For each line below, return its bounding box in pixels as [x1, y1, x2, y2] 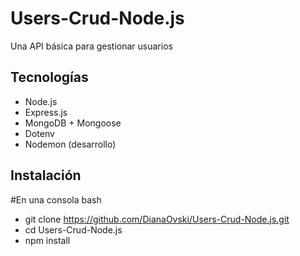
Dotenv [24, 127, 55, 139]
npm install [24, 234, 71, 246]
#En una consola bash [10, 193, 102, 206]
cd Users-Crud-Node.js [24, 223, 123, 236]
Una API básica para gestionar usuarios [10, 40, 173, 52]
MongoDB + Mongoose [24, 117, 122, 129]
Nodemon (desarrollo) [24, 138, 117, 150]
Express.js [24, 106, 68, 118]
